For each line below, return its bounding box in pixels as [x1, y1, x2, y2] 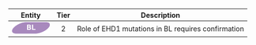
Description [141, 10, 180, 19]
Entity [21, 10, 41, 19]
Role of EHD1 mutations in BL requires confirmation [77, 24, 245, 33]
